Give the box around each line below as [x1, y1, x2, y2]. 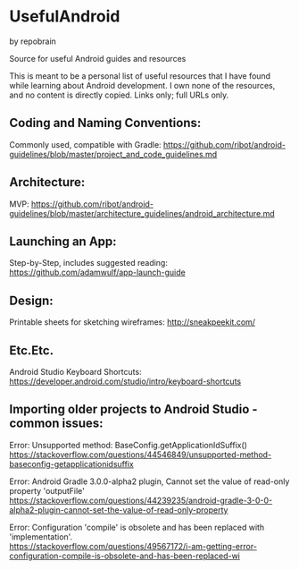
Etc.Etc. [9, 343, 54, 358]
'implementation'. [9, 531, 73, 542]
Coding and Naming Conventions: [9, 115, 202, 131]
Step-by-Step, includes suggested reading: [9, 258, 168, 268]
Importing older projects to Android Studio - [9, 402, 258, 417]
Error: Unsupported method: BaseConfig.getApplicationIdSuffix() [9, 439, 248, 450]
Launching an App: [9, 234, 118, 249]
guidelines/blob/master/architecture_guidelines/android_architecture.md [9, 208, 275, 218]
